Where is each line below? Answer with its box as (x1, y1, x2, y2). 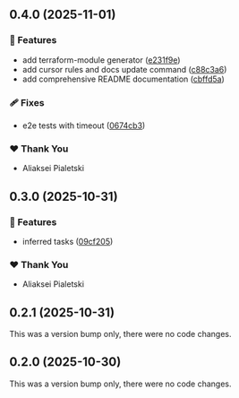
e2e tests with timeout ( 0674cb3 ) (21, 120, 146, 131)
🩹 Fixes (9, 96, 45, 108)
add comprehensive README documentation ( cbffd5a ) (21, 74, 226, 84)
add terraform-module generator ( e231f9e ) (21, 54, 181, 65)
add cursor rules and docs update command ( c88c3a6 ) (21, 64, 227, 74)
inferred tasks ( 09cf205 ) (21, 236, 114, 247)
